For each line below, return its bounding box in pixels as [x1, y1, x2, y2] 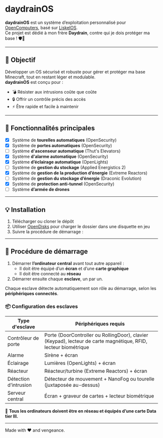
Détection [7, 376, 30, 382]
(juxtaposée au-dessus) [44, 381, 100, 388]
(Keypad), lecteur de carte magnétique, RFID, [44, 338, 147, 344]
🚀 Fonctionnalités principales [5, 124, 95, 133]
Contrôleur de [7, 335, 39, 342]
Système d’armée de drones [12, 187, 70, 192]
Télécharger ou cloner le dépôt [12, 218, 74, 224]
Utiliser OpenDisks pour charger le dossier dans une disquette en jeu [12, 224, 150, 229]
